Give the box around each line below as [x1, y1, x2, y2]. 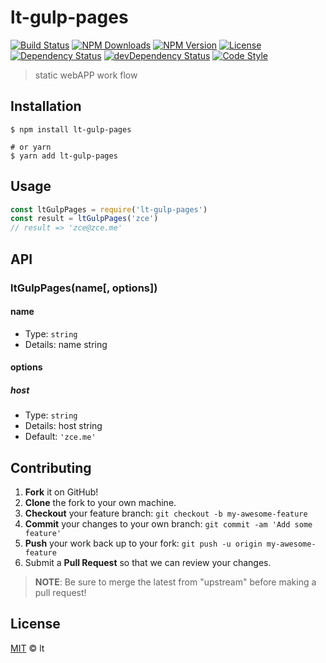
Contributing [10, 459, 92, 476]
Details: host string [24, 420, 103, 432]
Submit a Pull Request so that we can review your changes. [24, 557, 272, 569]
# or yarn [10, 142, 52, 152]
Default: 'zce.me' [24, 431, 97, 443]
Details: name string [24, 338, 108, 350]
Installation [10, 98, 82, 115]
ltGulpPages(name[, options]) [10, 281, 158, 295]
